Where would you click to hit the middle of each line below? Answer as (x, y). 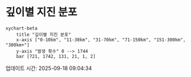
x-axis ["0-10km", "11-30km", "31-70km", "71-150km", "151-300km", (101, 40)
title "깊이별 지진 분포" (44, 34)
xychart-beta (22, 28)
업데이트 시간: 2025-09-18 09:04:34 (49, 68)
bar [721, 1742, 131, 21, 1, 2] (56, 56)
